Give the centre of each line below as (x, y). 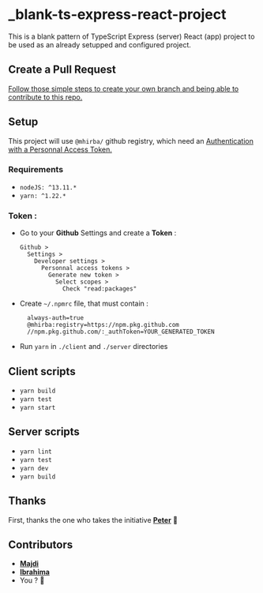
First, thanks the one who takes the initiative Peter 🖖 (93, 520)
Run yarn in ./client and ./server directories (94, 347)
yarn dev (34, 468)
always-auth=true (56, 318)
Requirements (36, 170)
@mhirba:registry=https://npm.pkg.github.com (103, 325)
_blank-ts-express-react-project (117, 15)
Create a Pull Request (62, 70)
